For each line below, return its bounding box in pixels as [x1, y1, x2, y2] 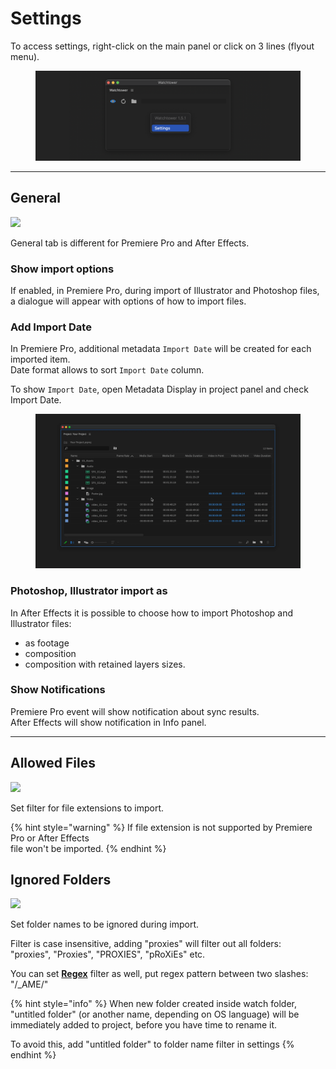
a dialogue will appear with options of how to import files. [10, 295, 247, 307]
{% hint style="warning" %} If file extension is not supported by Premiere [10, 821, 313, 833]
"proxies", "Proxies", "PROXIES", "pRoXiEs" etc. [10, 948, 206, 961]
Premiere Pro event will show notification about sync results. [10, 705, 260, 717]
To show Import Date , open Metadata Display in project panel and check [10, 383, 309, 396]
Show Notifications [10, 683, 106, 697]
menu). [10, 50, 40, 62]
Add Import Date [10, 320, 92, 334]
